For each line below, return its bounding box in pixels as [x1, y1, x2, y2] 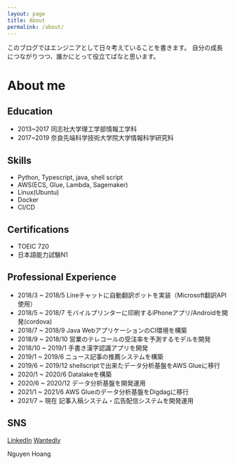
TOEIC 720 [17, 242, 49, 250]
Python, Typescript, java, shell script [17, 173, 123, 181]
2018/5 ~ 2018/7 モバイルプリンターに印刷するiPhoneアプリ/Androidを [17, 308, 222, 317]
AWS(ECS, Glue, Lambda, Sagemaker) [17, 181, 128, 189]
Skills [7, 154, 32, 166]
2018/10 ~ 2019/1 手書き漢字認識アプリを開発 [17, 343, 149, 352]
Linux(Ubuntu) [17, 188, 60, 197]
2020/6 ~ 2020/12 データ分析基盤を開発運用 [17, 378, 146, 387]
